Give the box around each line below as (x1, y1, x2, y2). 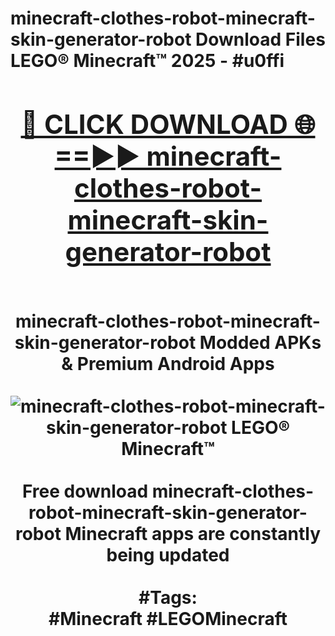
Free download (21, 480, 149, 502)
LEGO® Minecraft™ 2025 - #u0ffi (10, 50, 285, 72)
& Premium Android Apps (61, 352, 275, 375)
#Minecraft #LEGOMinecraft (48, 607, 288, 630)
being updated (106, 543, 230, 566)
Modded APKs (199, 331, 322, 354)
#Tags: (138, 586, 198, 609)
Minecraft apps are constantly (64, 522, 322, 545)
